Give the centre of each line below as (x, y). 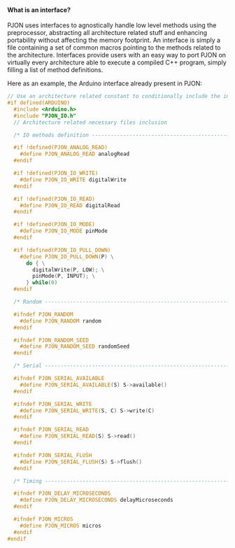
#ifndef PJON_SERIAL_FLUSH (53, 455)
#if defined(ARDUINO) (39, 103)
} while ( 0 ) (42, 283)
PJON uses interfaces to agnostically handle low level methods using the (112, 25)
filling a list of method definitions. (55, 70)
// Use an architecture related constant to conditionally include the (114, 97)
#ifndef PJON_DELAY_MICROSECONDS (62, 493)
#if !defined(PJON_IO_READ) (55, 199)
